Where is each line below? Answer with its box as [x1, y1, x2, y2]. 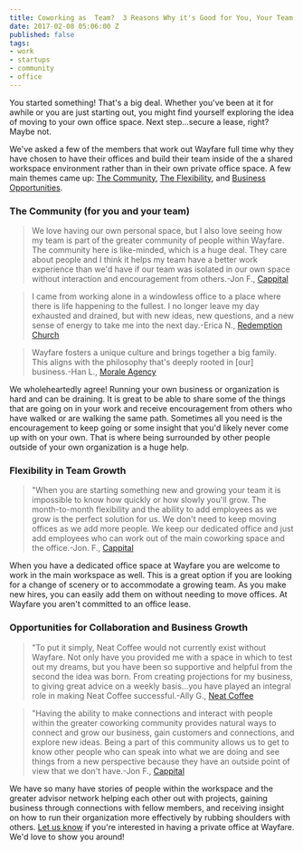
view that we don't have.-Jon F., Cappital [31, 765, 185, 776]
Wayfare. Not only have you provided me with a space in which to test [31, 652, 293, 662]
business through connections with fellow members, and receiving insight [9, 802, 285, 813]
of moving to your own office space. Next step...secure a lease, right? [9, 116, 270, 127]
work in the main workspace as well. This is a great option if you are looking [9, 570, 292, 581]
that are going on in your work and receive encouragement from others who [9, 403, 293, 414]
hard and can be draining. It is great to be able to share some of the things [9, 393, 287, 404]
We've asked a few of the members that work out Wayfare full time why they [9, 143, 294, 154]
